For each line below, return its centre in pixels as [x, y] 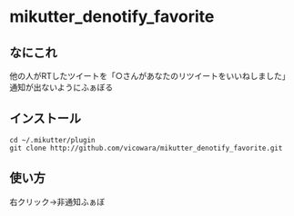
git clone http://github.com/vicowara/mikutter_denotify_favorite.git [146, 148]
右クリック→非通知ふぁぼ [57, 201]
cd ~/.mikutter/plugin [52, 140]
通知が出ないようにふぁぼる [61, 87]
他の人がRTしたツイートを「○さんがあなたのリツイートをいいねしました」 [150, 76]
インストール [46, 118]
